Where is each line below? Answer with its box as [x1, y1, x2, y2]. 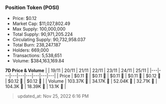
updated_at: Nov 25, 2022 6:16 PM [17, 93, 89, 99]
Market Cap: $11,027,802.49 [12, 20, 70, 26]
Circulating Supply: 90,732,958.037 [12, 36, 86, 42]
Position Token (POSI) [5, 4, 59, 11]
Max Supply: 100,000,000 [12, 26, 66, 32]
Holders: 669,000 [12, 47, 49, 53]
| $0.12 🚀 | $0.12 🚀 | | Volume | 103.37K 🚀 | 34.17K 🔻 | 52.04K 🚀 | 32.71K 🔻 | [5, 78, 157, 84]
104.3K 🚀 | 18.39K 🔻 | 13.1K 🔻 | [5, 83, 66, 89]
